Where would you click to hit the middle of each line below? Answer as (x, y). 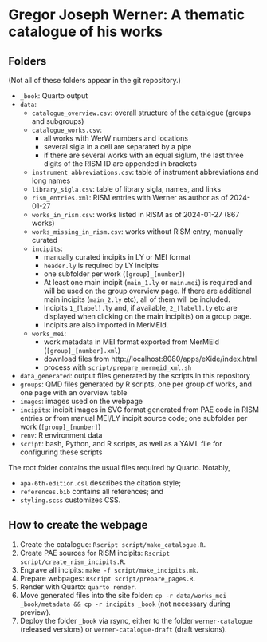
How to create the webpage (78, 525)
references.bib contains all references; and (91, 491)
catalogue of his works (86, 32)
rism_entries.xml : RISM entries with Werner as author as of (130, 198)
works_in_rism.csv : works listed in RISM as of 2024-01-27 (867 (135, 214)
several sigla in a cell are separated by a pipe (118, 147)
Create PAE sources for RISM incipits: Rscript (94, 553)
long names (51, 180)
